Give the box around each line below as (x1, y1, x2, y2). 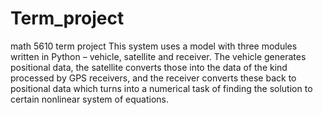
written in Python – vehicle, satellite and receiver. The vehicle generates (10, 50, 307, 62)
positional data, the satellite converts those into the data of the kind (10, 61, 288, 73)
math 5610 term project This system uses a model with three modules (10, 40, 298, 52)
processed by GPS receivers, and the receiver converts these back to (10, 72, 297, 84)
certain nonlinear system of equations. (10, 93, 170, 105)
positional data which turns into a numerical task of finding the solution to (10, 82, 313, 94)
